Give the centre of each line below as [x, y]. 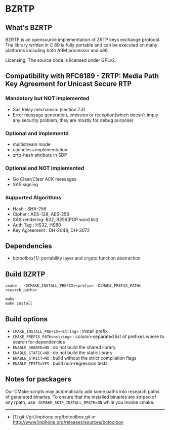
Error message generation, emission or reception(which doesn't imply [85, 115]
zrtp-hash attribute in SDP [40, 155]
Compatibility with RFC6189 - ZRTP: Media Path [82, 76]
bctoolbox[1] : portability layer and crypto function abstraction [76, 258]
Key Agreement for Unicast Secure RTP [69, 84]
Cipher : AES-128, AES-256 [41, 214]
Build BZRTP [25, 274]
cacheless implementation [40, 149]
